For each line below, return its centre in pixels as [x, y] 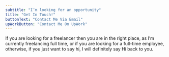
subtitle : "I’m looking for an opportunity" [53, 10]
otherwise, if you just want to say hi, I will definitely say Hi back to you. [79, 49]
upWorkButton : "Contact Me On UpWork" [46, 24]
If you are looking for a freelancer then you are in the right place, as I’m [80, 38]
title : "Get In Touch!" [31, 15]
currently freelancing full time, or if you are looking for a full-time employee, [85, 44]
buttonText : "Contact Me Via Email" [44, 19]
